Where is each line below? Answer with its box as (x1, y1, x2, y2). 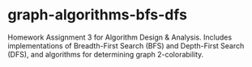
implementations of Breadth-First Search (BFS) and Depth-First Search (7, 40, 245, 50)
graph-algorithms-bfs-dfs (7, 6, 188, 24)
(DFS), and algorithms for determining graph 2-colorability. (7, 49, 204, 59)
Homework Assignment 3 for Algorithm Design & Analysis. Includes (7, 32, 233, 42)
